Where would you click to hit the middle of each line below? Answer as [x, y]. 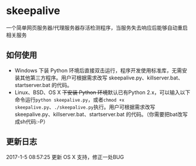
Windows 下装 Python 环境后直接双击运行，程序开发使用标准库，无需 [98, 70]
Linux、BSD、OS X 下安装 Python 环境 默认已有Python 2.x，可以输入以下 [102, 92]
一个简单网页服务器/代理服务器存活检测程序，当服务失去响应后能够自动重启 [97, 27]
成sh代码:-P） [31, 122]
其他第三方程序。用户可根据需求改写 [63, 78]
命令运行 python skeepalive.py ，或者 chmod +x [70, 99]
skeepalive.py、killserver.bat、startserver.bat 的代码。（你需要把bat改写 [101, 114]
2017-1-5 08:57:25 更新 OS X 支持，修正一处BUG [65, 157]
